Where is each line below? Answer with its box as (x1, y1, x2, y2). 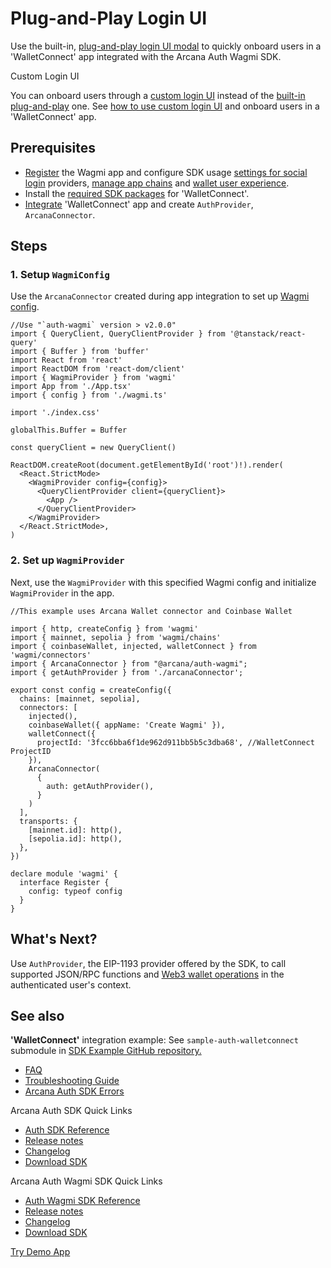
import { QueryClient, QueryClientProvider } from (10, 329, 226, 339)
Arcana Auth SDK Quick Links (10, 1105, 133, 1117)
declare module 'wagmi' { (10, 868, 118, 879)
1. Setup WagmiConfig (10, 268, 110, 282)
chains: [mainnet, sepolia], (19, 693, 141, 704)
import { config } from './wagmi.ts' (10, 390, 168, 401)
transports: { (19, 816, 78, 826)
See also (10, 1007, 65, 1024)
